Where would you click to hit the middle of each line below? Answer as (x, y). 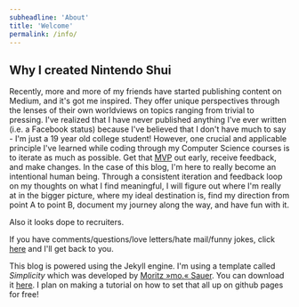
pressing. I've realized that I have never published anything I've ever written (148, 120)
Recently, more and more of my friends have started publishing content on (145, 92)
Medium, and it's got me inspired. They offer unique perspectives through (145, 101)
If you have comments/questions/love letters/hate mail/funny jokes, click (142, 239)
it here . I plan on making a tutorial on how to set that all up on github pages (146, 285)
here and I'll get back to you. (61, 249)
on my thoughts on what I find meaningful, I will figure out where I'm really (145, 186)
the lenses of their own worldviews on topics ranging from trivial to (132, 110)
